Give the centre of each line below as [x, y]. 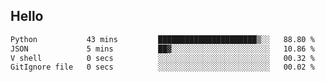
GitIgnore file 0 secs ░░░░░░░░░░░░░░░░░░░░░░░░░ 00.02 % [162, 67]
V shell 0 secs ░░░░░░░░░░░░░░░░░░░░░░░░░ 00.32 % [162, 58]
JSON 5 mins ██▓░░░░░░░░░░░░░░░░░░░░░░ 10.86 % [162, 49]
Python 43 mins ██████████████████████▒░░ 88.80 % [162, 39]
